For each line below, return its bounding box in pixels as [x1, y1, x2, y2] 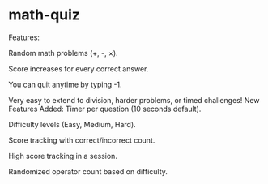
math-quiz [8, 6, 81, 24]
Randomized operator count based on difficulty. [8, 166, 168, 176]
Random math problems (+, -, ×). [8, 48, 119, 58]
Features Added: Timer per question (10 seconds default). [8, 104, 202, 113]
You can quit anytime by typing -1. [8, 79, 123, 89]
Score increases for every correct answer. [8, 63, 149, 74]
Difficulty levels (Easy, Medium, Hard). [8, 119, 136, 129]
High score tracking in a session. [8, 151, 117, 160]
